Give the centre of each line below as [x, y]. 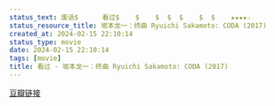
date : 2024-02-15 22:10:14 [59, 50]
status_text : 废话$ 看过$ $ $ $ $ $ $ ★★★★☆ [130, 17]
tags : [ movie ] [36, 58]
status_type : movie [45, 42]
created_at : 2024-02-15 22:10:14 [71, 34]
